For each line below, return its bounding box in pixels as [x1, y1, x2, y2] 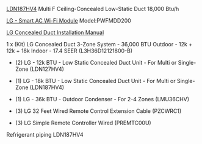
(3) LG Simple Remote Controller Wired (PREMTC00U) [15, 119, 151, 126]
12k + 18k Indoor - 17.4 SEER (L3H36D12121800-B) [6, 47, 133, 54]
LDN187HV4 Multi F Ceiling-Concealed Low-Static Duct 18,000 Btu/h [6, 5, 179, 12]
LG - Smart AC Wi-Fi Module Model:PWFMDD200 [6, 17, 131, 24]
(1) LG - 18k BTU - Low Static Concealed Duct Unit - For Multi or [15, 77, 176, 84]
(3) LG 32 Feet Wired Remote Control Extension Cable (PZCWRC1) [15, 107, 182, 115]
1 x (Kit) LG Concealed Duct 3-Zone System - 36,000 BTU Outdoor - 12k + [6, 41, 193, 48]
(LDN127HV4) [29, 65, 64, 73]
